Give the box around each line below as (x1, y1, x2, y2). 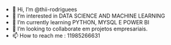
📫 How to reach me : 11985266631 (12, 32, 101, 39)
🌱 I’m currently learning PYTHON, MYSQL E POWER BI (12, 19, 150, 26)
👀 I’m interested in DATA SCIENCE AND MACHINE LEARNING (12, 12, 166, 19)
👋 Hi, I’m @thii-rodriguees (12, 6, 78, 13)
